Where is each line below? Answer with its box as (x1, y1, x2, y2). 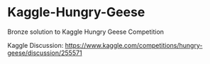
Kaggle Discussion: (7, 41, 64, 49)
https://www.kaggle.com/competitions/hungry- (65, 41, 203, 49)
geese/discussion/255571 (7, 49, 83, 57)
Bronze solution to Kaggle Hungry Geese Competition (7, 27, 165, 36)
